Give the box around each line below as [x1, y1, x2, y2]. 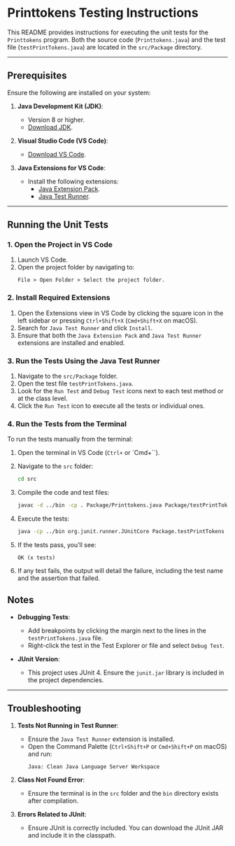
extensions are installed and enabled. [17, 338, 125, 347]
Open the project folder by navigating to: [17, 263, 135, 272]
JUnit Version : [17, 654, 60, 663]
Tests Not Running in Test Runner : [17, 721, 119, 729]
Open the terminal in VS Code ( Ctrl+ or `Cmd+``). [17, 449, 160, 457]
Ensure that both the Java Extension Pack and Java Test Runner [17, 331, 202, 339]
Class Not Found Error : [17, 775, 85, 784]
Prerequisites [7, 70, 67, 82]
